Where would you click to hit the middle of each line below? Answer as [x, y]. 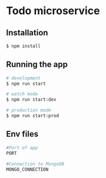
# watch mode [22, 94]
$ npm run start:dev [32, 100]
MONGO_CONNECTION [27, 170]
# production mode [29, 110]
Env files [22, 134]
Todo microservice [53, 11]
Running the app [37, 65]
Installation [27, 33]
